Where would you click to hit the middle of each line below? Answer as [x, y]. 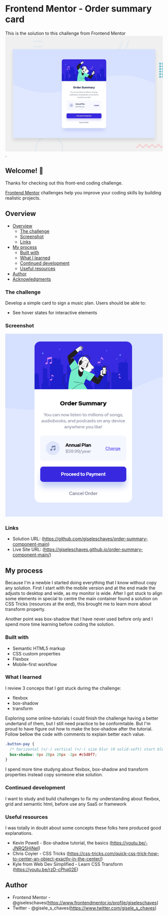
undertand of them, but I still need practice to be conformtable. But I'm [78, 723]
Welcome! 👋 [24, 171]
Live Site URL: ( [28, 550]
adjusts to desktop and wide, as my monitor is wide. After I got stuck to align [84, 593]
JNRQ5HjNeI [25, 848]
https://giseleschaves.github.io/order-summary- [94, 550]
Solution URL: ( [28, 539]
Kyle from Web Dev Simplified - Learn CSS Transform [67, 864]
